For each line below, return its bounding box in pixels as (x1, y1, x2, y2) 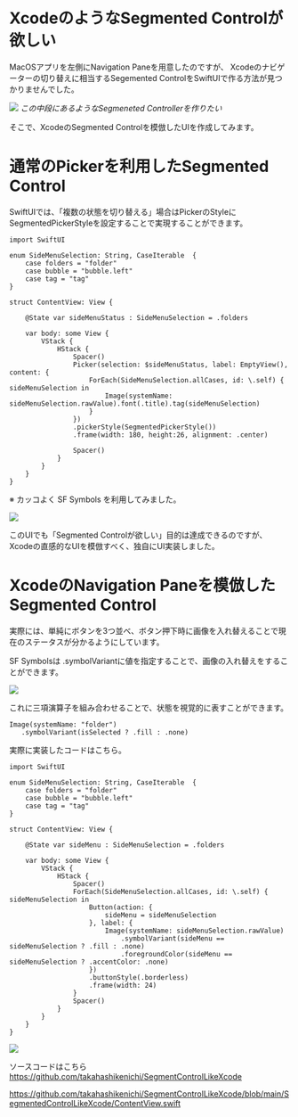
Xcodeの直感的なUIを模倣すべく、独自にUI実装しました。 (9, 540, 220, 551)
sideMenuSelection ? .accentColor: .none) (9, 957, 169, 966)
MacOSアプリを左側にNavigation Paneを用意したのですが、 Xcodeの (9, 62, 262, 72)
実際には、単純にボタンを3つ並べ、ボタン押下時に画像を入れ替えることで (9, 625, 278, 636)
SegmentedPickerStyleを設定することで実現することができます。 (9, 218, 248, 228)
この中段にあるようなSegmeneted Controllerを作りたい (20, 103, 222, 113)
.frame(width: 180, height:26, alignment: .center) (72, 430, 269, 439)
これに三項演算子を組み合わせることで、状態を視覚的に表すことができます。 (9, 702, 289, 713)
